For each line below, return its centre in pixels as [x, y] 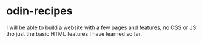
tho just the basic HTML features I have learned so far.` [75, 33]
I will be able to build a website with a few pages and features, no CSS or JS [101, 27]
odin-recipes [39, 11]
